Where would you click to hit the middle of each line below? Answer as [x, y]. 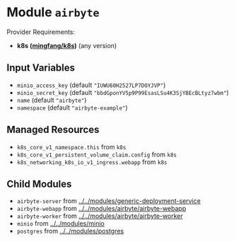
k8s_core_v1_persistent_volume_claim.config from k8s [97, 154]
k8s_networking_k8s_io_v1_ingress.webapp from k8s [92, 162]
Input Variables [41, 68]
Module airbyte [53, 12]
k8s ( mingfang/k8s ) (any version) [67, 45]
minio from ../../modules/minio [61, 224]
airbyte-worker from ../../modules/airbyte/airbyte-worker [100, 216]
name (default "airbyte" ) [52, 100]
